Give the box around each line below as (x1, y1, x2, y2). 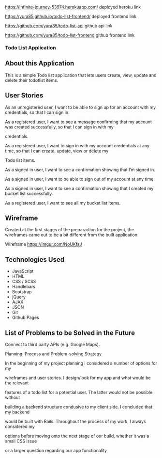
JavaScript (12, 268, 34, 274)
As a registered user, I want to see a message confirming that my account (5, 119, 152, 125)
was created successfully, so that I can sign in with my (5, 124, 114, 130)
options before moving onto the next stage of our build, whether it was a (5, 433, 149, 439)
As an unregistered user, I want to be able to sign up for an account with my (5, 104, 156, 110)
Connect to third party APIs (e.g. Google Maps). (5, 341, 100, 347)
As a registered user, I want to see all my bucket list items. (5, 200, 121, 205)
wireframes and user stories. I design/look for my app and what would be (5, 375, 151, 380)
